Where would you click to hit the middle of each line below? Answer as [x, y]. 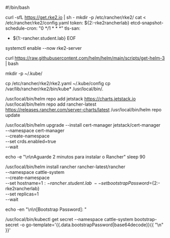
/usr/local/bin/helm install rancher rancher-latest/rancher [65, 167]
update [13, 115]
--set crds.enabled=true [31, 141]
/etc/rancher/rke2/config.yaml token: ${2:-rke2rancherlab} [67, 23]
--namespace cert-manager [35, 131]
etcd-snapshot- [147, 23]
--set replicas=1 [22, 194]
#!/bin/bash [17, 7]
